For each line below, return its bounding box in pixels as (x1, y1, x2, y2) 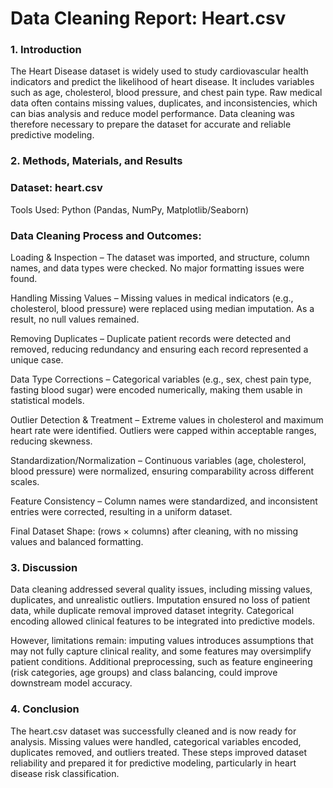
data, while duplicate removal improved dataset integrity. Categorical (10, 605, 295, 617)
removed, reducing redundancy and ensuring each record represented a (10, 343, 309, 355)
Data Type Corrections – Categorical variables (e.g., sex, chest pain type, (10, 373, 312, 385)
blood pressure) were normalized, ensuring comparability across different (10, 465, 315, 477)
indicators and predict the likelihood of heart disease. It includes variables (10, 76, 315, 88)
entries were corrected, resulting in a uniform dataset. (10, 506, 233, 517)
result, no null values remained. (10, 313, 140, 325)
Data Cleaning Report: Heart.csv (10, 7, 287, 30)
